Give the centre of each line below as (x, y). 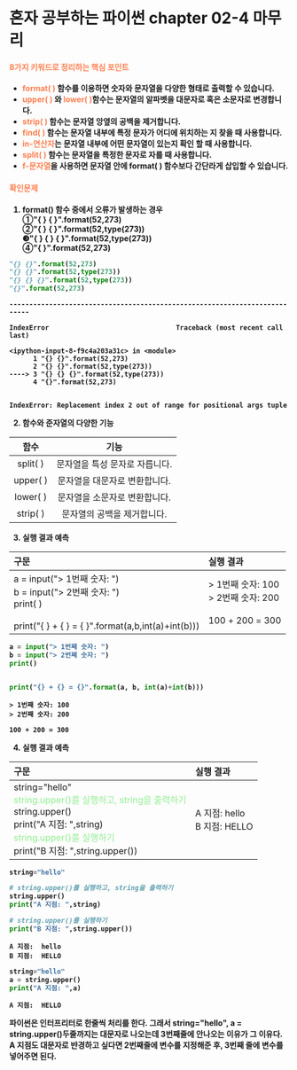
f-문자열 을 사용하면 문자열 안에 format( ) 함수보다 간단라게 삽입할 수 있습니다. (155, 166)
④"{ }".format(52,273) (66, 247)
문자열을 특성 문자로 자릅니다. (114, 465)
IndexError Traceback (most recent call (146, 328)
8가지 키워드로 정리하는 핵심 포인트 (69, 66)
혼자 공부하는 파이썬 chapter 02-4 (129, 18)
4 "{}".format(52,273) (74, 382)
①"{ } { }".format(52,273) (72, 219)
